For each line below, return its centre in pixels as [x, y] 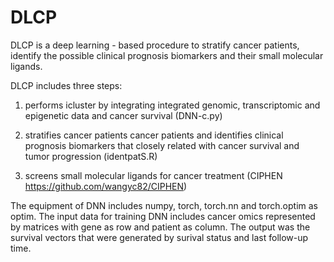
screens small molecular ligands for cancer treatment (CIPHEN [153, 175]
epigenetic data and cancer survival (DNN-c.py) [123, 115]
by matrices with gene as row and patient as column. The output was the [160, 227]
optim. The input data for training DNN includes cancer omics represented [163, 216]
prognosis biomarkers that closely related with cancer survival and [162, 145]
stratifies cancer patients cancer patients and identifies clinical [154, 135]
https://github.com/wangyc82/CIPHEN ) [106, 186]
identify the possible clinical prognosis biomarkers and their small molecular [167, 55]
